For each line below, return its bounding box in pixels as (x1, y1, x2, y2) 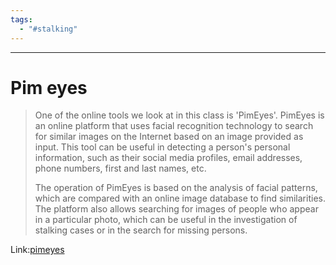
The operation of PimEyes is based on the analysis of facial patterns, (34, 182, 318, 194)
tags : (10, 14, 33, 25)
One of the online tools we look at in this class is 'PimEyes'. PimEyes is (34, 109, 325, 121)
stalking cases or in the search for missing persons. (34, 224, 248, 236)
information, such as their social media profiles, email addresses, (34, 152, 303, 164)
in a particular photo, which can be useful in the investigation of (34, 214, 298, 226)
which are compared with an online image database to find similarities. (34, 192, 326, 205)
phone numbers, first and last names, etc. (34, 162, 207, 175)
